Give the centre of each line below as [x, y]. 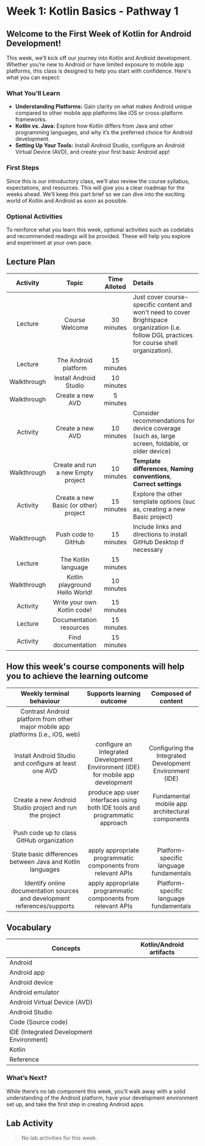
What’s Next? [27, 1078]
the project [45, 815]
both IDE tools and [114, 807]
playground [75, 584]
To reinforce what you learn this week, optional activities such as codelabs [100, 230]
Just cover [148, 297]
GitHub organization [45, 840]
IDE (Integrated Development [51, 1032]
